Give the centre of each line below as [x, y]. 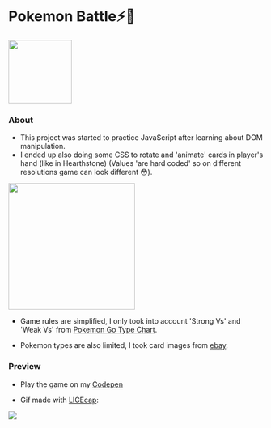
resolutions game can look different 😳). [86, 172]
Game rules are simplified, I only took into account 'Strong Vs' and [130, 321]
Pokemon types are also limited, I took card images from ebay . [124, 345]
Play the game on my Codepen [72, 384]
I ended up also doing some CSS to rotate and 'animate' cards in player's [142, 155]
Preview [25, 367]
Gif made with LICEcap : [59, 400]
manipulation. [43, 146]
